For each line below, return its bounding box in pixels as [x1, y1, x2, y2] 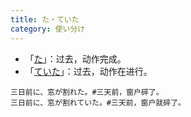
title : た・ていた [10, 14, 80, 25]
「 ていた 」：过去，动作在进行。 [24, 65, 153, 77]
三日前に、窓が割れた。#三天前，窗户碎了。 [10, 87, 164, 97]
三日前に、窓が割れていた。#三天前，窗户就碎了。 [10, 97, 186, 108]
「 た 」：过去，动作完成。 [24, 52, 127, 65]
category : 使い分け [10, 24, 86, 34]
